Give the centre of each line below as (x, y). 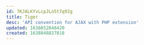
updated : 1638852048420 (36, 28)
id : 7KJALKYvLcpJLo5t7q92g (39, 11)
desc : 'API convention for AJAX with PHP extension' (73, 22)
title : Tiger (22, 17)
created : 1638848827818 (36, 33)
